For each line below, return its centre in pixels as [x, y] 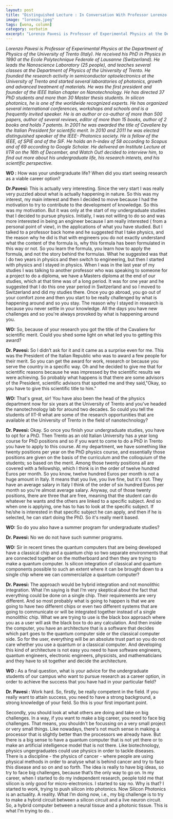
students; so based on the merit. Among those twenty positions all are [80, 463]
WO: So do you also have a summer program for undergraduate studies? [83, 527]
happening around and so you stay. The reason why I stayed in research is [84, 303]
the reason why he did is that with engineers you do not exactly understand [86, 237]
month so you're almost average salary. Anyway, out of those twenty [78, 490]
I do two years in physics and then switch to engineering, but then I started [85, 259]
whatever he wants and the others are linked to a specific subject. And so [83, 501]
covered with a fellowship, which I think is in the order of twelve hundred [83, 468]
